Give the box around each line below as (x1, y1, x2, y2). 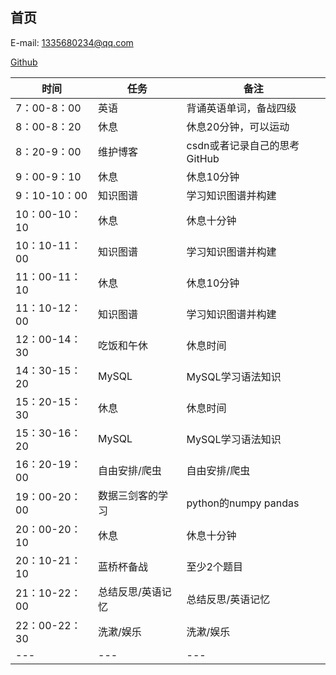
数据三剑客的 (98, 488, 159, 502)
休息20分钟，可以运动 (186, 119, 290, 133)
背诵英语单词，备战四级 (186, 101, 297, 115)
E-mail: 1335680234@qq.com (10, 36, 134, 48)
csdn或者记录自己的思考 (186, 138, 300, 152)
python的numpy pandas (186, 496, 300, 510)
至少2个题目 (186, 559, 243, 573)
